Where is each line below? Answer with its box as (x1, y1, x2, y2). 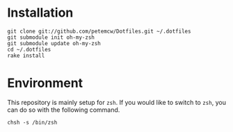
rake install (7, 52, 45, 59)
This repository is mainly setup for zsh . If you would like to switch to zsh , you (7, 98, 226, 106)
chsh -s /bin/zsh (7, 119, 58, 126)
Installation (7, 5, 74, 21)
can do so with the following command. (7, 106, 120, 114)
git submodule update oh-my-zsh (7, 40, 101, 47)
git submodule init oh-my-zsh (7, 33, 95, 41)
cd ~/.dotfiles (7, 46, 51, 53)
